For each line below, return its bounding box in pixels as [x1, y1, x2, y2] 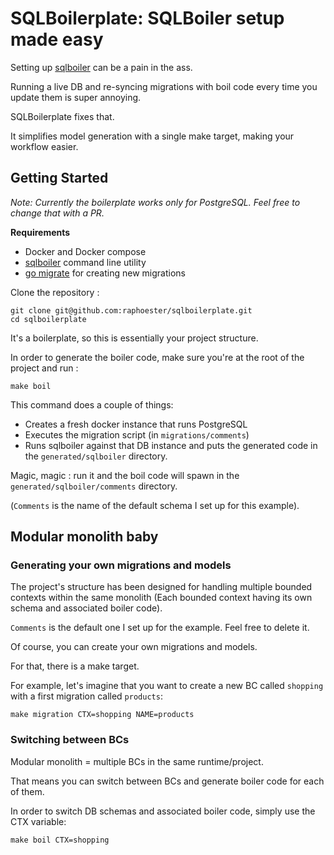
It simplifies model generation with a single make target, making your [10, 130, 295, 142]
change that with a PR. [10, 207, 105, 219]
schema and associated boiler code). [10, 602, 163, 614]
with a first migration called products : [10, 690, 163, 702]
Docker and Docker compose [24, 245, 147, 257]
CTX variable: [10, 815, 67, 827]
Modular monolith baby [10, 528, 159, 546]
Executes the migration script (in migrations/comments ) [24, 428, 250, 441]
